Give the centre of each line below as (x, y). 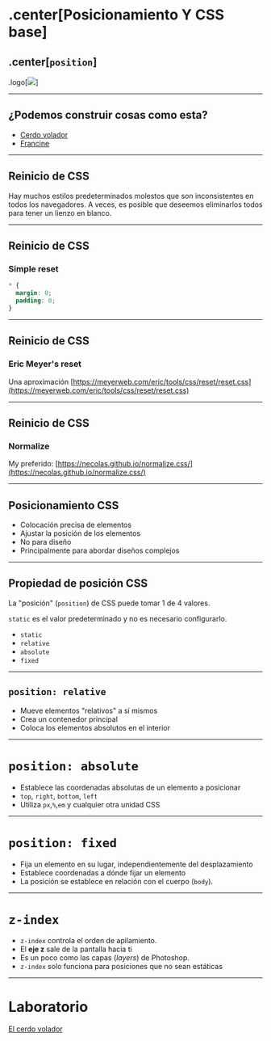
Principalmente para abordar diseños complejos (100, 550)
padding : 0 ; (36, 301)
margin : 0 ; (34, 293)
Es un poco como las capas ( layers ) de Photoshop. (104, 958)
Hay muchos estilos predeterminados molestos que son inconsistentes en (131, 196)
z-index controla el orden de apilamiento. (88, 941)
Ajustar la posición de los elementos (80, 533)
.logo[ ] (23, 82)
